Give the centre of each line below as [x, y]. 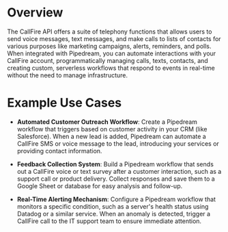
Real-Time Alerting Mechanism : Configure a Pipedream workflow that [116, 199]
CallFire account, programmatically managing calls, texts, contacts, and [108, 60]
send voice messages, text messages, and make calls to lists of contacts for [114, 38]
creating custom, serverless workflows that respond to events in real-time [111, 68]
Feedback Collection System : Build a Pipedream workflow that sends [115, 164]
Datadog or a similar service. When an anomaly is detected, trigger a [113, 214]
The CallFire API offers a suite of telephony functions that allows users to [110, 31]
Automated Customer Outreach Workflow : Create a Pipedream [107, 122]
